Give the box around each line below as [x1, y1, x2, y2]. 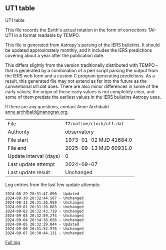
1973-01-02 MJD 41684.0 [64, 136, 132, 143]
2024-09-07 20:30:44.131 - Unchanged [5, 231, 84, 236]
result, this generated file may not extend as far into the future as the [5, 78, 147, 84]
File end [7, 144, 26, 151]
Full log [5, 239, 20, 245]
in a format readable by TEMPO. [14, 32, 80, 38]
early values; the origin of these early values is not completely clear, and [5, 88, 155, 94]
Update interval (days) [7, 152, 60, 159]
